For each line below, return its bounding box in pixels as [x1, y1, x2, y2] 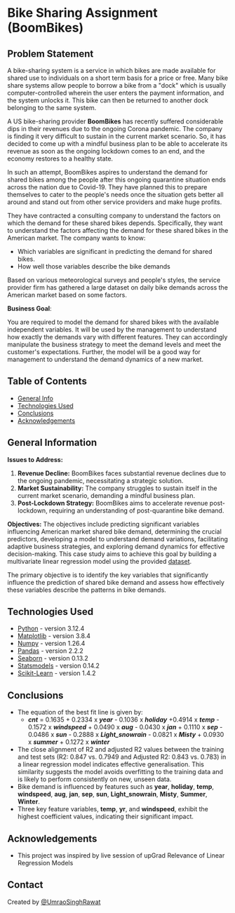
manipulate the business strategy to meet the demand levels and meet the [7, 340, 222, 349]
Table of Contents [7, 375, 88, 387]
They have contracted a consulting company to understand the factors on [7, 212, 221, 219]
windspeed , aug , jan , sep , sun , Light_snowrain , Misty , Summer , [17, 790, 208, 799]
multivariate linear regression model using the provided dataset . [7, 557, 192, 565]
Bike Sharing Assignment [7, 5, 158, 21]
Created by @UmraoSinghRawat [7, 898, 101, 906]
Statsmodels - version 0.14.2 [17, 661, 100, 670]
